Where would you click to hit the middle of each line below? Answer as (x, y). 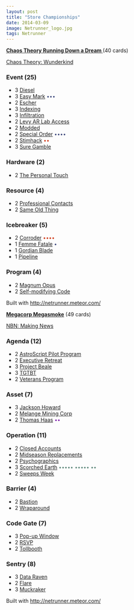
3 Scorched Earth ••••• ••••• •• (55, 467)
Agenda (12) (24, 341)
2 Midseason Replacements (48, 454)
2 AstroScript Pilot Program (48, 354)
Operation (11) (27, 435)
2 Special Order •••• (40, 134)
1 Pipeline (26, 257)
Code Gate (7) (27, 523)
